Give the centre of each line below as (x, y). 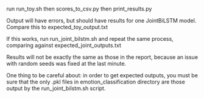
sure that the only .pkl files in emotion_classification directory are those (96, 82)
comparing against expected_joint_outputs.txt (64, 45)
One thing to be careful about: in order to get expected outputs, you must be (102, 75)
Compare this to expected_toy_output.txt (57, 27)
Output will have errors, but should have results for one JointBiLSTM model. (101, 20)
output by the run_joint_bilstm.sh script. (56, 88)
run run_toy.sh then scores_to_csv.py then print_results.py (79, 9)
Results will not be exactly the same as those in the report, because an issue (102, 57)
